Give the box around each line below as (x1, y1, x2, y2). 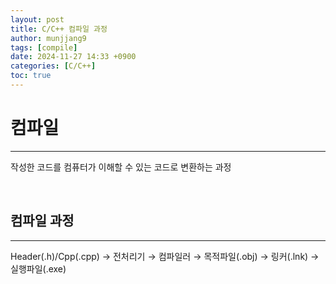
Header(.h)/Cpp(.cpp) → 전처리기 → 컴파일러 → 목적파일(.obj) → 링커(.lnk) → (10, 250, 320, 262)
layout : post (10, 14, 65, 25)
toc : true (10, 71, 52, 81)
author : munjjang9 (10, 33, 87, 43)
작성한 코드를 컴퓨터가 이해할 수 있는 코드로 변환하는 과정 (10, 161, 232, 173)
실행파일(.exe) (10, 262, 67, 275)
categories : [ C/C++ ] (10, 61, 97, 71)
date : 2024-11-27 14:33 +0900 (10, 52, 137, 62)
